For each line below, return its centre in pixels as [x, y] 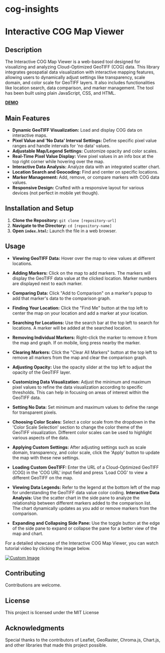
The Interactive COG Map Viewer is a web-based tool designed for [73, 62]
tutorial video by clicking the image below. [48, 548]
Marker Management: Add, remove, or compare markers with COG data [86, 177]
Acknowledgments [35, 628]
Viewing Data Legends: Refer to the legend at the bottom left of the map [86, 487]
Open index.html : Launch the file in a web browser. [65, 231]
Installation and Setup [39, 208]
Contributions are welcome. [33, 585]
